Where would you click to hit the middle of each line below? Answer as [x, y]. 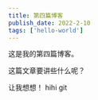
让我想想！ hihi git [38, 87]
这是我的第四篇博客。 [43, 54]
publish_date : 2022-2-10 [49, 23]
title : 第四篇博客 [36, 15]
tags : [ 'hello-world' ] [46, 30]
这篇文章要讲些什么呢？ [47, 71]
